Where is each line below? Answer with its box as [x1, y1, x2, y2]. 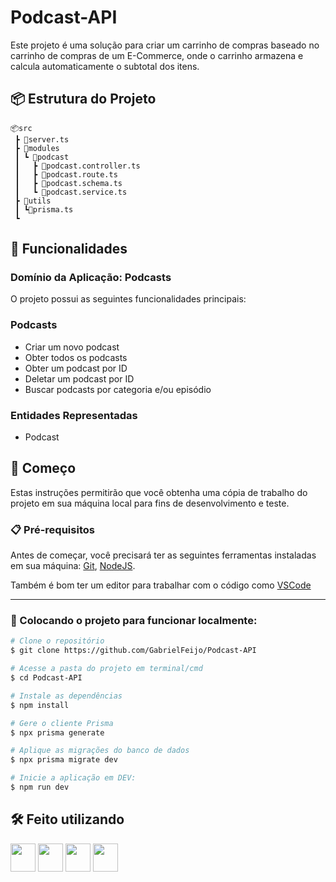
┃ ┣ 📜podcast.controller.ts [14, 161, 141, 171]
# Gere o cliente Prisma [10, 718, 114, 728]
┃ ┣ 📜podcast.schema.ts [14, 178, 123, 188]
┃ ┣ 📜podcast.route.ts [14, 169, 118, 180]
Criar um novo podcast [24, 341, 120, 353]
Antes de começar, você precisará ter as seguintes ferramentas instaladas [10, 549, 317, 561]
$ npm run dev [10, 782, 70, 793]
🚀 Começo [10, 460, 77, 477]
